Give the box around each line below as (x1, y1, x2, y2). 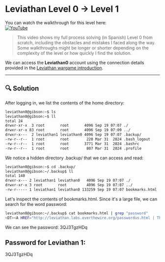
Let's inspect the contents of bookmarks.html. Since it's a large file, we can (5, 196, 158, 202)
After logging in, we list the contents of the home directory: (5, 100, 125, 106)
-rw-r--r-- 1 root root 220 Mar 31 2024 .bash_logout (5, 137, 151, 142)
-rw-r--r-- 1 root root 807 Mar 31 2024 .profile (5, 146, 141, 151)
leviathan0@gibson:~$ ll (5, 114, 56, 119)
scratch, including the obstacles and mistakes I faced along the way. (17, 39, 156, 45)
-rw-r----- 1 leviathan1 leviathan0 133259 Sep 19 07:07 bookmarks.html (5, 187, 157, 192)
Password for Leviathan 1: (5, 238, 86, 247)
